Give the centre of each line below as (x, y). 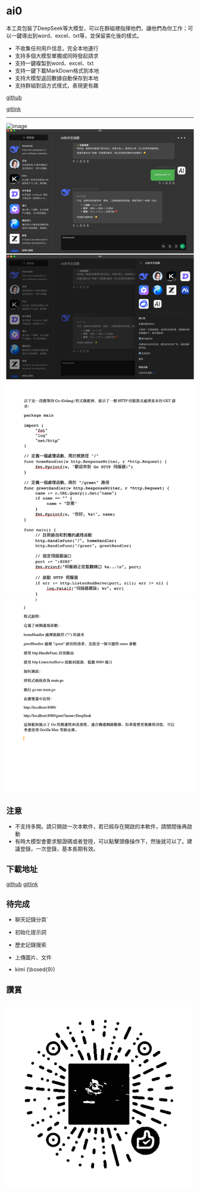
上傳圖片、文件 (33, 957)
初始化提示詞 (30, 932)
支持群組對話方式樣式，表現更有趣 (57, 85)
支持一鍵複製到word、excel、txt (54, 63)
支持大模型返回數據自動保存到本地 (57, 78)
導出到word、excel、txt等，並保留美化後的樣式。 (82, 35)
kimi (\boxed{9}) (35, 969)
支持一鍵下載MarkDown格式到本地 (57, 70)
